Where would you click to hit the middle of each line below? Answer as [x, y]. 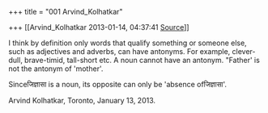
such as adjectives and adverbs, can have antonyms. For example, [119, 51]
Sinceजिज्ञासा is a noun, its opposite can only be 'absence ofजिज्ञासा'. [118, 84]
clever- [244, 51]
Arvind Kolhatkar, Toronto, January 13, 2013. [82, 100]
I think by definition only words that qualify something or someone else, [128, 43]
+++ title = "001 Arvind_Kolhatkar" [66, 12]
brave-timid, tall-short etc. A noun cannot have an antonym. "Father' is [142, 60]
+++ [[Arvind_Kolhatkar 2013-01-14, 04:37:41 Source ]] [99, 27]
